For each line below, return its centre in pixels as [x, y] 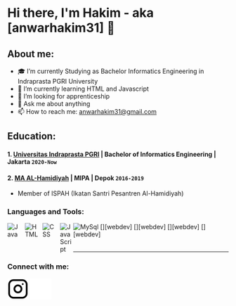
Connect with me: [38, 267]
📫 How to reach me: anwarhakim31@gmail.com [87, 111]
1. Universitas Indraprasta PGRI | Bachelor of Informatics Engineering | [112, 154]
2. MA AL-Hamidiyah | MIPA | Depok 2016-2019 [76, 178]
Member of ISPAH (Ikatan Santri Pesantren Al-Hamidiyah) [100, 193]
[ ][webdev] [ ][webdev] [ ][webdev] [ [152, 227]
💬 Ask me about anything [54, 104]
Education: [32, 136]
